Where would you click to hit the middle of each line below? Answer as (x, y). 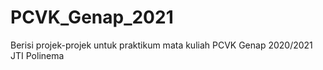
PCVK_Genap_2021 (92, 17)
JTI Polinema (37, 55)
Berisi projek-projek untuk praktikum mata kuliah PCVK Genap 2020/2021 (161, 45)
